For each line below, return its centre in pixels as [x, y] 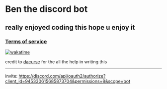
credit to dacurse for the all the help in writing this [56, 62]
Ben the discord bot [46, 9]
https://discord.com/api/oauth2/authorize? [62, 76]
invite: [11, 76]
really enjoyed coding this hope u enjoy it [70, 27]
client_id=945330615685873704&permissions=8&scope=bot [68, 81]
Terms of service [26, 42]
